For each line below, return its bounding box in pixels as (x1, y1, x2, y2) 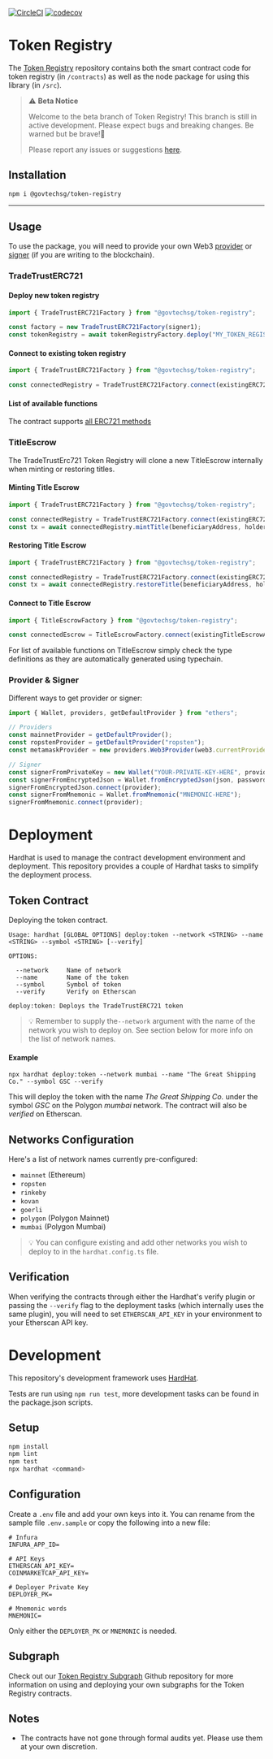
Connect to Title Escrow (8, 598, 92, 608)
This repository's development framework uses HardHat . (8, 1373, 199, 1383)
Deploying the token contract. (8, 915, 108, 925)
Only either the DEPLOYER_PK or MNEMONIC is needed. (8, 1626, 177, 1636)
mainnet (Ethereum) (19, 1170, 86, 1180)
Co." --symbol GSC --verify (8, 1077, 104, 1086)
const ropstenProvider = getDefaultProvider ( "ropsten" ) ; (8, 739, 206, 747)
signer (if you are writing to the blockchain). (8, 250, 155, 260)
